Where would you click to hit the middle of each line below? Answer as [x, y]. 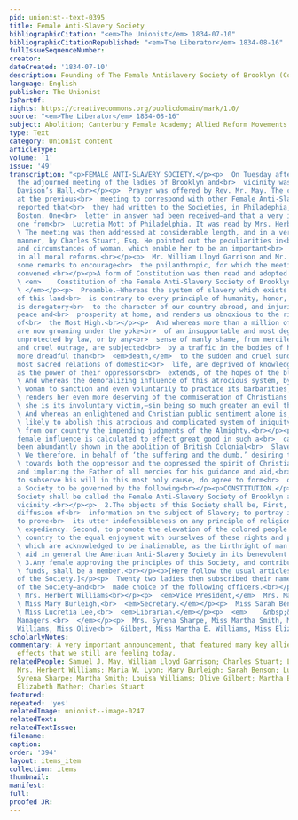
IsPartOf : [27, 100]
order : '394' [33, 752]
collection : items [43, 769]
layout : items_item [45, 760]
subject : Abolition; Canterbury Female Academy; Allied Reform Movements [149, 125]
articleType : [33, 149]
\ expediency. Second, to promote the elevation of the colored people [153, 529]
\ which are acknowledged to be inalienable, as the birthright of [145, 546]
